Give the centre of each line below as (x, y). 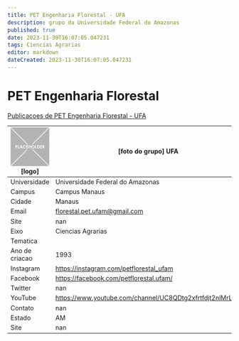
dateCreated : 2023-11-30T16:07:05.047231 (70, 60)
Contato (22, 308)
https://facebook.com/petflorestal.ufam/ (114, 278)
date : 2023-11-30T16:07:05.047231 (59, 38)
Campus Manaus (80, 191)
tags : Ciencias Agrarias (44, 45)
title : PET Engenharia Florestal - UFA (67, 15)
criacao (22, 259)
